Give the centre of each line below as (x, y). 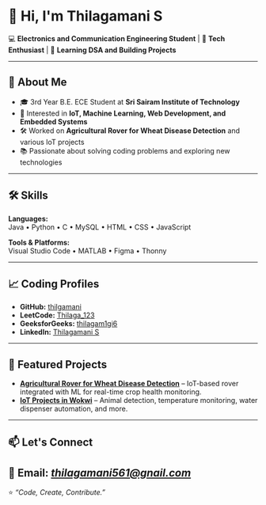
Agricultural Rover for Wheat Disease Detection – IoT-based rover (129, 384)
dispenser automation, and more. (74, 409)
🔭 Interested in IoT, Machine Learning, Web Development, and (123, 113)
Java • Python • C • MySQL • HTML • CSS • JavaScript (100, 227)
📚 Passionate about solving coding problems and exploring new (125, 150)
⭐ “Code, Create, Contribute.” (57, 492)
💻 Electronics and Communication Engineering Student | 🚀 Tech (117, 38)
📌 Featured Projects (58, 365)
